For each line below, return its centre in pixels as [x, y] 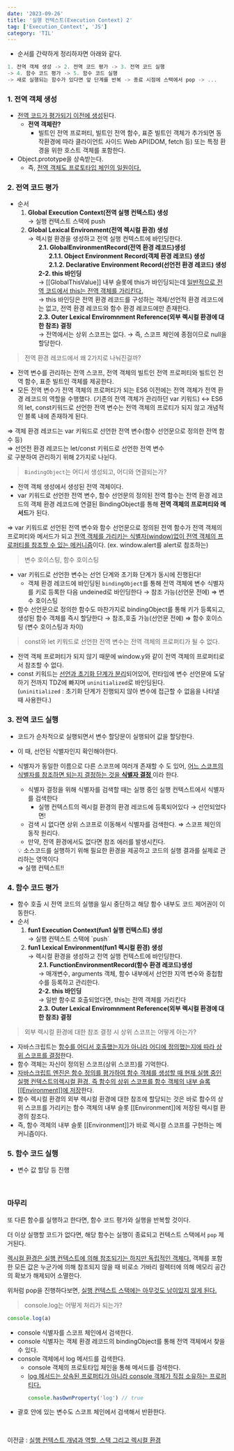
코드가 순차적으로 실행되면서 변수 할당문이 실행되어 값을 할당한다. [106, 736]
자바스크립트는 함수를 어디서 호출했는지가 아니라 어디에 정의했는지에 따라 [116, 1047]
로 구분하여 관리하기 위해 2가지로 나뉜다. [62, 457]
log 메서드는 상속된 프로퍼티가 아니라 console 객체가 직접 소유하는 [118, 1376]
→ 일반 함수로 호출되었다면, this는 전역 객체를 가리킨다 [112, 1000]
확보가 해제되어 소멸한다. [48, 1276]
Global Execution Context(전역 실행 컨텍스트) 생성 [98, 212]
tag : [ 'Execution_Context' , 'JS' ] [57, 26]
